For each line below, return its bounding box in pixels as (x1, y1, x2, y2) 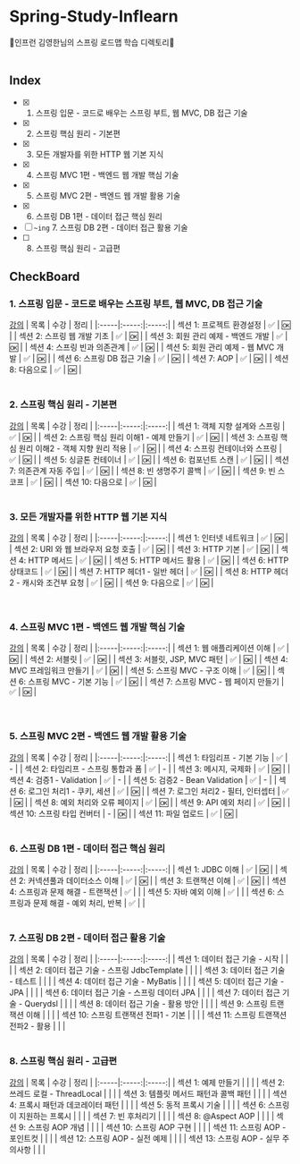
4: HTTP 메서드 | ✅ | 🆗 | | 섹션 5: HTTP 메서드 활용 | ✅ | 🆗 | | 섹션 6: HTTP (18, 555, 289, 565)
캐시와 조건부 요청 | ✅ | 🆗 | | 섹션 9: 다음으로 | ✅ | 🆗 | (21, 577, 214, 588)
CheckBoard (9, 269, 80, 285)
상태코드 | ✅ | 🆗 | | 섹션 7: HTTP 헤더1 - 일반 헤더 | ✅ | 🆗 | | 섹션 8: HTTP (9, 566, 272, 577)
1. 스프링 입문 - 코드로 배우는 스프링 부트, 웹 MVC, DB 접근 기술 (9, 298, 263, 310)
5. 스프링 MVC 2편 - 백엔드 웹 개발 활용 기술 (9, 730, 187, 743)
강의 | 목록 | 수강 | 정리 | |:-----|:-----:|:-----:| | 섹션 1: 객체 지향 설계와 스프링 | (9, 421, 286, 431)
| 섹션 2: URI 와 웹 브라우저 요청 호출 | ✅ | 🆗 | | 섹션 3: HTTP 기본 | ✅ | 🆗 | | (9, 544, 279, 555)
